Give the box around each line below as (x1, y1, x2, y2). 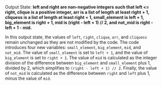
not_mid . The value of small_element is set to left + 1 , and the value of (5, 50, 148, 55)
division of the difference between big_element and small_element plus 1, (5, 60, 151, 66)
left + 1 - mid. (5, 25, 32, 31)
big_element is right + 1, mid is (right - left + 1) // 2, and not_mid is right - (5, 19, 153, 25)
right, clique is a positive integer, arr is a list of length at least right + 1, (5, 9, 149, 15)
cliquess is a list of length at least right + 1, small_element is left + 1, (5, 15, 144, 20)
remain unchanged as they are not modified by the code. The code (5, 39, 139, 45)
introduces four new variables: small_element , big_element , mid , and (5, 45, 141, 50)
